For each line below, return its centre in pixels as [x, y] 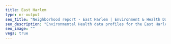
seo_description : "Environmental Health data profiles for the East [79, 24]
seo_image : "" [20, 29]
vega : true [17, 33]
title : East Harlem [26, 10]
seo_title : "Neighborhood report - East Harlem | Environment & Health [83, 19]
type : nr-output [22, 15]
